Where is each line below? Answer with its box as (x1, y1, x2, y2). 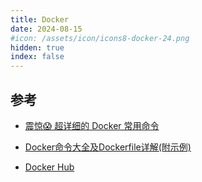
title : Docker (10, 14, 70, 25)
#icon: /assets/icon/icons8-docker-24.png (10, 33, 190, 43)
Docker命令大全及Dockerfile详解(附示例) (24, 141, 192, 153)
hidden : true (10, 42, 65, 53)
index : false (10, 52, 65, 62)
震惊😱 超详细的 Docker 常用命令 (24, 119, 160, 131)
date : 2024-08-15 (10, 24, 83, 34)
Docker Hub (24, 161, 75, 173)
